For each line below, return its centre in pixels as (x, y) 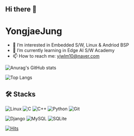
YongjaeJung (34, 31)
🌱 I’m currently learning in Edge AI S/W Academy (63, 51)
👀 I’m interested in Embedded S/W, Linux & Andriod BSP (71, 45)
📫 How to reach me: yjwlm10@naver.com (56, 56)
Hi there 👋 (21, 9)
